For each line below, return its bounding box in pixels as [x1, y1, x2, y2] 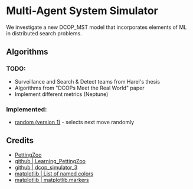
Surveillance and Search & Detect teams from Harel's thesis [14, 78, 161, 85]
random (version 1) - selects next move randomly [14, 118, 135, 125]
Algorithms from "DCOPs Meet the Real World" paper [14, 84, 145, 91]
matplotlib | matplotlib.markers [14, 176, 90, 183]
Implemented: [6, 105, 47, 113]
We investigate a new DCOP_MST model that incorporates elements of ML [6, 24, 187, 31]
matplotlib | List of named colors [14, 170, 93, 177]
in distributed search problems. [6, 29, 82, 37]
